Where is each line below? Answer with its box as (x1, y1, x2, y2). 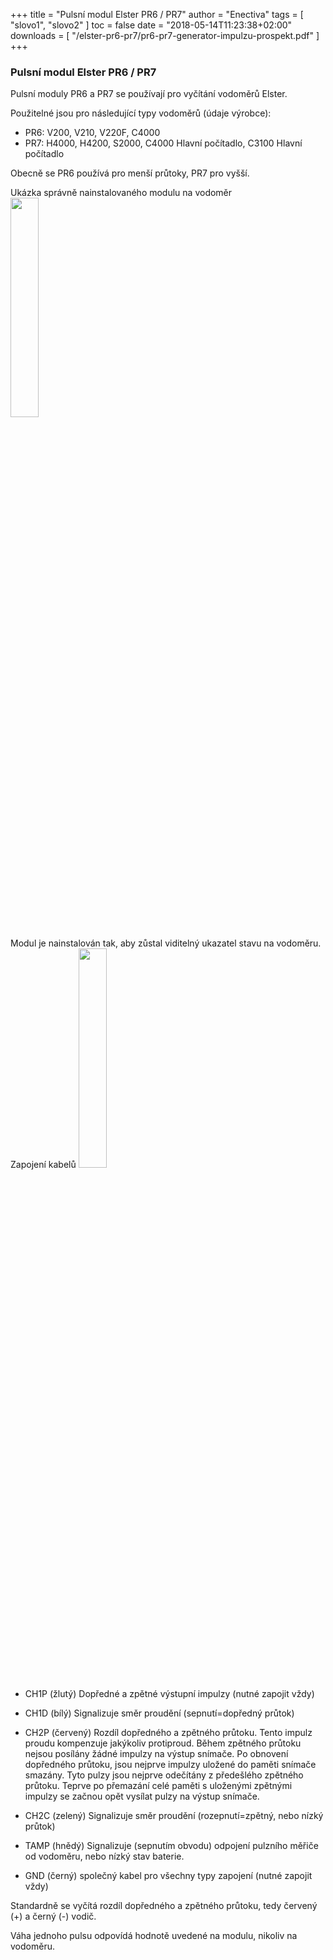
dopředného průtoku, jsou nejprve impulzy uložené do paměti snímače (24, 1759, 317, 1771)
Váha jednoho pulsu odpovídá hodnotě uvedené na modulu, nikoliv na (10, 1930, 298, 1942)
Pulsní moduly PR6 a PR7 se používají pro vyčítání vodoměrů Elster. (10, 88, 288, 100)
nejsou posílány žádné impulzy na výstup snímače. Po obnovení (24, 1748, 289, 1760)
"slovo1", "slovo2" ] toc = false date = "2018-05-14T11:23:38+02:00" (10, 19, 293, 31)
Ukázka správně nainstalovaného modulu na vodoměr (10, 187, 233, 199)
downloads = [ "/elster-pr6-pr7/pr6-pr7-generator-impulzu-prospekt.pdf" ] (10, 30, 320, 41)
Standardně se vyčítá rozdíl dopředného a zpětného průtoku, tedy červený (10, 1900, 318, 1912)
